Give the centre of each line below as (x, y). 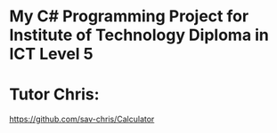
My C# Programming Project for (129, 16)
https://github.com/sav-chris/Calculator (82, 119)
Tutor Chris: (54, 94)
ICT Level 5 (51, 54)
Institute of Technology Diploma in (139, 35)
